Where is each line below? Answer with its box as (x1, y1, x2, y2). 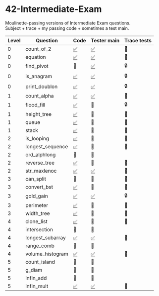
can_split (25, 175, 46, 182)
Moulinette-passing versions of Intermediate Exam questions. (5, 20, 131, 26)
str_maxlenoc (25, 167, 57, 174)
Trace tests (124, 37, 152, 44)
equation (25, 53, 46, 60)
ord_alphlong (25, 151, 56, 158)
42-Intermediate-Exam (5, 3, 102, 15)
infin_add (25, 275, 47, 282)
